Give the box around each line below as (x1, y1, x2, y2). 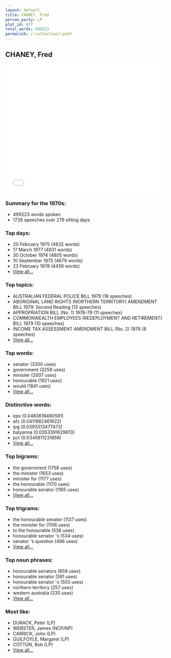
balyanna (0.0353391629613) (12, 429, 75, 435)
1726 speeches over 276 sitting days (12, 217, 91, 223)
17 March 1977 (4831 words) (12, 247, 73, 253)
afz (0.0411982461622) (12, 418, 61, 424)
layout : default (5, 7, 40, 13)
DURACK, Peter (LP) (12, 620, 56, 626)
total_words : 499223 (5, 27, 50, 32)
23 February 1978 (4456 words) (12, 263, 80, 269)
